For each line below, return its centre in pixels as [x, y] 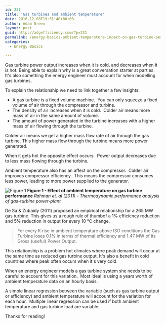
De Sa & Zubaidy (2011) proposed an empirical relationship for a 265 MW [79, 210]
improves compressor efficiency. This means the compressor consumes [79, 175]
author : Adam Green [25, 23]
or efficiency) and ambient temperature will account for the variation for [78, 296]
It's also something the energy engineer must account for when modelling [80, 75]
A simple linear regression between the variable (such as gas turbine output [82, 291]
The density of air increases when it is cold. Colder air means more [81, 110]
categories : [17, 42]
